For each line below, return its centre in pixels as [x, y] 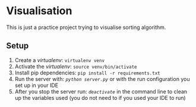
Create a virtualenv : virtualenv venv [60, 60]
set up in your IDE [37, 85]
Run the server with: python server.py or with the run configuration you [102, 79]
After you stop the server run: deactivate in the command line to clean [101, 91]
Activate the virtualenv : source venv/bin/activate [76, 66]
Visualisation [39, 11]
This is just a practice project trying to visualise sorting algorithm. [86, 27]
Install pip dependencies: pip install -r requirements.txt [87, 73]
